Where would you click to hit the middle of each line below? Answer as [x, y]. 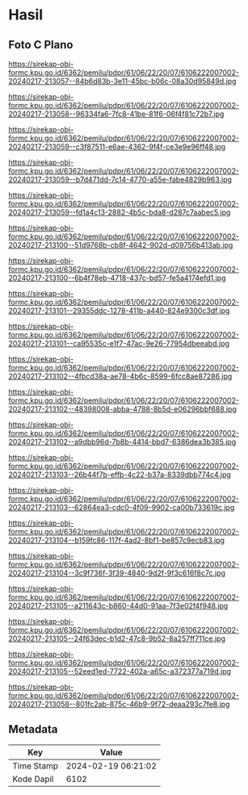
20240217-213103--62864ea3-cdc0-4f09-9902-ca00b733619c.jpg [122, 507]
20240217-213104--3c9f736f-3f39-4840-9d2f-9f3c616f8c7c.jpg [117, 573]
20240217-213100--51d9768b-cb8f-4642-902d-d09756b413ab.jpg [121, 245]
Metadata [33, 729]
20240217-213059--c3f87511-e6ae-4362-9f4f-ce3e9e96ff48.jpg [117, 146]
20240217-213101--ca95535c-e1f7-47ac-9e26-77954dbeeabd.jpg [119, 343]
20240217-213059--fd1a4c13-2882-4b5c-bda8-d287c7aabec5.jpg [120, 212]
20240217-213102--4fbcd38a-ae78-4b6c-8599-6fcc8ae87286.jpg [120, 376]
